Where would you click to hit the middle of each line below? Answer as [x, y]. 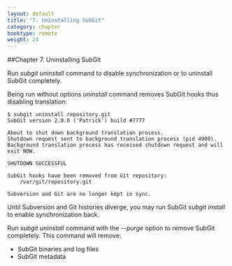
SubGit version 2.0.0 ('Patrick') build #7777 [76, 121]
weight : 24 [23, 40]
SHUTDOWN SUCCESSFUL [37, 164]
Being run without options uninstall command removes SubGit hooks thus [113, 94]
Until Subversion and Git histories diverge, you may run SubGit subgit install [116, 207]
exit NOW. [22, 151]
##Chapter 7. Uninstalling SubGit [54, 59]
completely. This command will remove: [64, 236]
